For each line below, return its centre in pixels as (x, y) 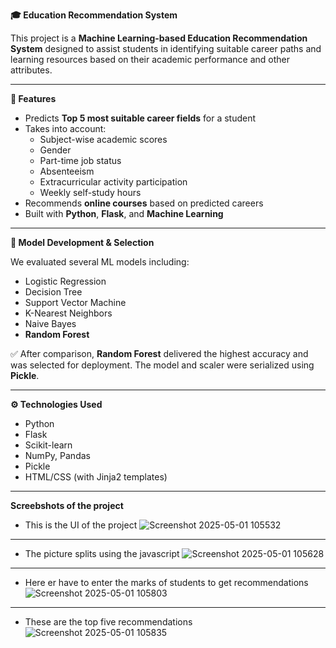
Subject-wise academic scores (103, 139)
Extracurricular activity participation (113, 182)
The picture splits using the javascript (102, 553)
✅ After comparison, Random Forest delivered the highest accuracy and (159, 353)
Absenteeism (67, 171)
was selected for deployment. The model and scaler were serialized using (162, 365)
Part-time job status (80, 160)
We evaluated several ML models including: (100, 262)
